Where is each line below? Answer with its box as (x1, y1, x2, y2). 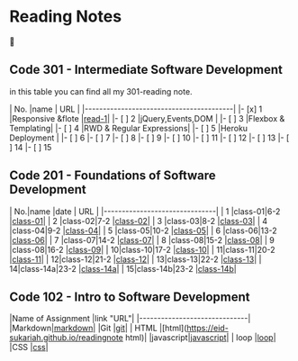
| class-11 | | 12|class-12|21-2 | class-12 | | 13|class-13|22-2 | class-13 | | (9, 254, 262, 265)
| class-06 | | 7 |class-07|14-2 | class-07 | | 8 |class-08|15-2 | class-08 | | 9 (9, 234, 275, 245)
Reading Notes (9, 6, 122, 27)
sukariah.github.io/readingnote (9, 332, 124, 343)
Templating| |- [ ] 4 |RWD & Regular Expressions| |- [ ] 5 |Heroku (9, 122, 248, 133)
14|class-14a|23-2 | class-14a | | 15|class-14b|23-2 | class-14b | (9, 263, 237, 274)
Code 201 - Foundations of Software (9, 168, 216, 184)
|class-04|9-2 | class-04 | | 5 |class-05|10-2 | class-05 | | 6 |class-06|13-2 (9, 225, 277, 236)
